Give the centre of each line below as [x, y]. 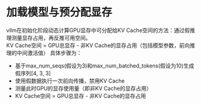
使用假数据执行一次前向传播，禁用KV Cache [70, 81]
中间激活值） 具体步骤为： [49, 52]
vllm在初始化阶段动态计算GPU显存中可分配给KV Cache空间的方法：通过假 [98, 30]
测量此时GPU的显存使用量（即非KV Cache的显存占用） [83, 88]
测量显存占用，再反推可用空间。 [51, 37]
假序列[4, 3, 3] [33, 73]
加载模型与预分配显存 [59, 12]
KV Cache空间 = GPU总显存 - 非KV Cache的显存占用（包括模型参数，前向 [98, 45]
